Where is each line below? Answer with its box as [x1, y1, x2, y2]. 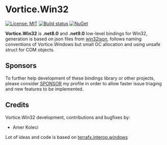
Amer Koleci [12, 124, 39, 130]
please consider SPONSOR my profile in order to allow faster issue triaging [5, 80, 162, 86]
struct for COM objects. [5, 46, 55, 53]
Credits [5, 101, 30, 109]
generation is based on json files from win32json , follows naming [5, 36, 142, 42]
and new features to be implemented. [5, 86, 84, 92]
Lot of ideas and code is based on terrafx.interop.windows [5, 134, 128, 140]
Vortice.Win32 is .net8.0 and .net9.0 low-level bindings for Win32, [5, 30, 148, 36]
